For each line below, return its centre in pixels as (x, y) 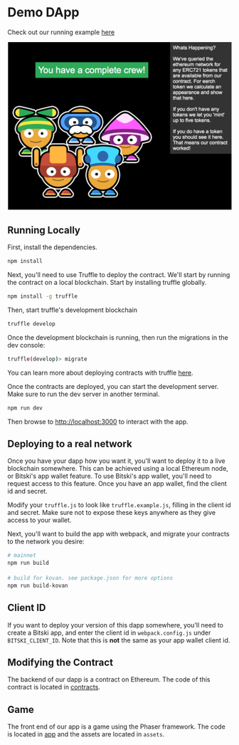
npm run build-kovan (38, 585)
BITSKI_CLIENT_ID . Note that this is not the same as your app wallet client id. (119, 640)
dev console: (26, 345)
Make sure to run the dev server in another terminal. (84, 394)
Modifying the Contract (60, 663)
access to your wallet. (39, 520)
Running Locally (44, 230)
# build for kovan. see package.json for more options (90, 578)
